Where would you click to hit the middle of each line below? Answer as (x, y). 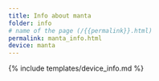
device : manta (32, 46)
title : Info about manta (50, 16)
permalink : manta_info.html (55, 38)
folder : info (30, 23)
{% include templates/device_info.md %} (76, 68)
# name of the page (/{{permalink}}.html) (80, 30)
